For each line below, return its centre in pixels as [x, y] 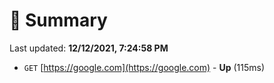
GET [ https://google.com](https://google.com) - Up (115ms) [144, 67]
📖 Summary [58, 20]
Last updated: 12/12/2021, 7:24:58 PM [89, 48]
